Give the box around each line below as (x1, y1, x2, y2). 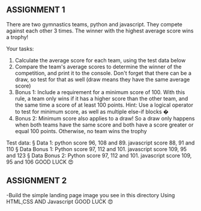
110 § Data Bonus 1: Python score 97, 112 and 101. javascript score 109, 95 (6, 145, 187, 152)
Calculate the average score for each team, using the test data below (14, 56, 186, 64)
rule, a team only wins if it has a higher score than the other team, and (14, 95, 188, 102)
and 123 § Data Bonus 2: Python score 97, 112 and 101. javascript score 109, (6, 152, 192, 159)
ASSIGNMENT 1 (6, 5, 65, 15)
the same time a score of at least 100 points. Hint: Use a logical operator (14, 101, 194, 108)
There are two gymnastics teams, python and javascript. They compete (6, 20, 183, 28)
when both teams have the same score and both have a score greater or (14, 121, 194, 128)
